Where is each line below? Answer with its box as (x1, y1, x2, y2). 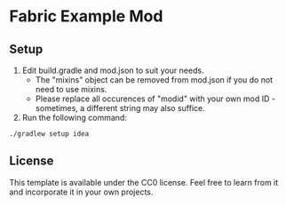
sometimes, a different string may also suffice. (35, 103, 206, 113)
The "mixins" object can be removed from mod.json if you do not (35, 75, 274, 85)
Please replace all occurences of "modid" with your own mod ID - (35, 93, 275, 104)
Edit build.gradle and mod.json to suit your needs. (21, 65, 204, 75)
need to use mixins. (35, 84, 107, 94)
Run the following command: (21, 113, 127, 123)
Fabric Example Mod (9, 6, 163, 27)
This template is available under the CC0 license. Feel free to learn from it (9, 177, 279, 187)
